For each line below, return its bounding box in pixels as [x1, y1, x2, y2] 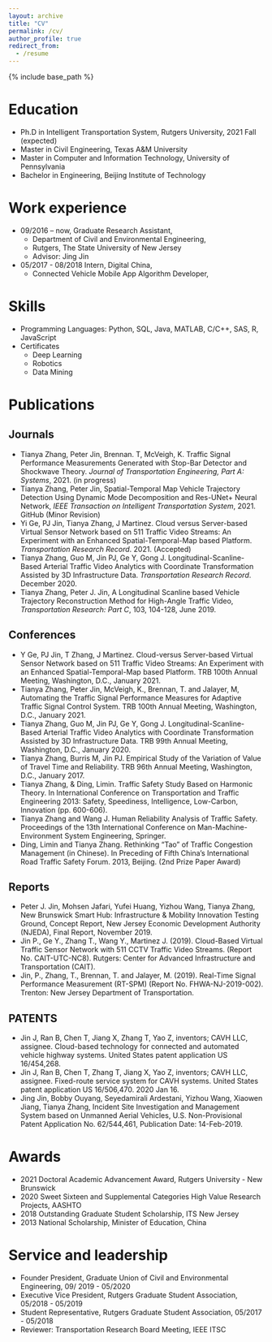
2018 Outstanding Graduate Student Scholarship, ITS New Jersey [19, 1209, 240, 1219]
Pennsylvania [19, 162, 66, 171]
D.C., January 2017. [19, 770, 85, 780]
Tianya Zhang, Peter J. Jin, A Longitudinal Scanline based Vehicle [19, 587, 240, 597]
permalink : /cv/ [8, 27, 63, 35]
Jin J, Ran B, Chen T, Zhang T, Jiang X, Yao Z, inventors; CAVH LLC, [19, 1068, 248, 1077]
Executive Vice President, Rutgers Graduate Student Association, [19, 1290, 238, 1300]
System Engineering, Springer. [64, 831, 166, 840]
